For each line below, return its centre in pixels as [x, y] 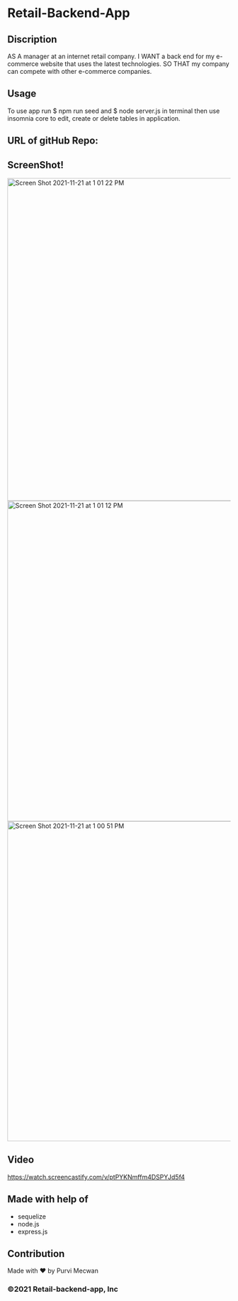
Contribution [36, 1254]
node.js [29, 1224]
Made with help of [48, 1199]
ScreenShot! [35, 165]
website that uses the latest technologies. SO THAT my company [135, 64]
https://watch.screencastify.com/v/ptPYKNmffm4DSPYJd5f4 [96, 1177]
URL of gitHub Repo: [53, 141]
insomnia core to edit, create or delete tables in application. [94, 118]
